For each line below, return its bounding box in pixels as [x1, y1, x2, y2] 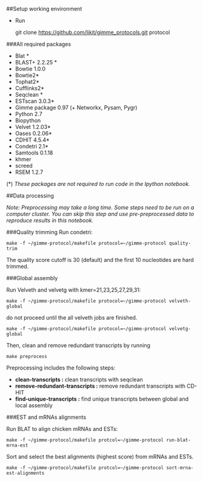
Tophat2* [15, 78, 39, 85]
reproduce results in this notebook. [6, 217, 94, 224]
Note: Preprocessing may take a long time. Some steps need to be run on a [6, 204, 195, 211]
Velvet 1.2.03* [15, 123, 52, 130]
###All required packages [6, 41, 72, 47]
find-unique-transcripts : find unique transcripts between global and [15, 395, 189, 402]
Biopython [15, 117, 41, 124]
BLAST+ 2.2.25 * [15, 59, 58, 66]
